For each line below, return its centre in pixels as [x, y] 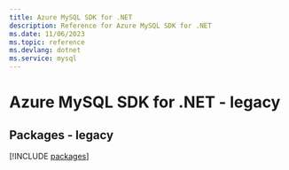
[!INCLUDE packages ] [49, 156]
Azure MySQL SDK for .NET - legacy [145, 102]
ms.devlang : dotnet [45, 50]
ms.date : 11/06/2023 [47, 34]
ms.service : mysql [43, 58]
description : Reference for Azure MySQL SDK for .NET [111, 26]
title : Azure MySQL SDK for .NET [71, 17]
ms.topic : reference [47, 42]
